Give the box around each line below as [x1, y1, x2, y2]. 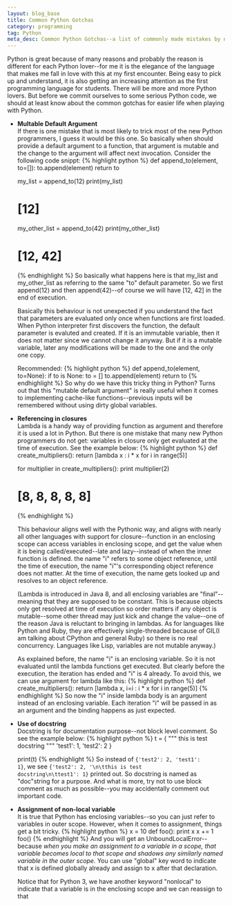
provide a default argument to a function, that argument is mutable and [17, 142, 219, 150]
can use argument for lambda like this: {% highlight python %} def [17, 676, 206, 685]
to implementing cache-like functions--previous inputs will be [17, 394, 193, 402]
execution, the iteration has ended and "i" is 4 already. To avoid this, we [17, 669, 222, 678]
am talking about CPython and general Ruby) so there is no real [17, 634, 198, 642]
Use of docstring [17, 719, 67, 728]
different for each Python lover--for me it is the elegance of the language [7, 62, 215, 71]
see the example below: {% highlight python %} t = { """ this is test [17, 734, 208, 742]
